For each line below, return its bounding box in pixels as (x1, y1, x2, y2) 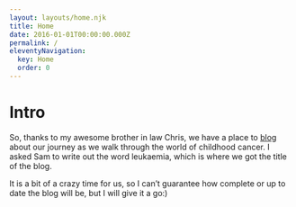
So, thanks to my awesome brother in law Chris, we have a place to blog (9, 131, 277, 142)
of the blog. (9, 160, 52, 171)
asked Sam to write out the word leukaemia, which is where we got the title (9, 150, 288, 162)
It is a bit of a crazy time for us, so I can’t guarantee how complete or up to (9, 177, 286, 189)
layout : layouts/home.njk (9, 13, 106, 22)
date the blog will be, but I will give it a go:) (9, 187, 168, 198)
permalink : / (9, 38, 58, 48)
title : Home (9, 22, 54, 31)
